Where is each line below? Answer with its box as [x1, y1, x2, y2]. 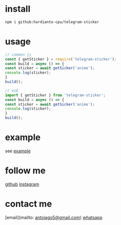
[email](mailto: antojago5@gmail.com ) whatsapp [5, 214, 102, 220]
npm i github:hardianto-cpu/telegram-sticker [5, 20, 99, 24]
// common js [5, 52, 32, 57]
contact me [5, 199, 52, 209]
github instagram [5, 181, 40, 187]
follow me [5, 165, 46, 176]
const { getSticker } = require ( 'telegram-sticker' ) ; [5, 57, 117, 61]
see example [5, 148, 31, 154]
